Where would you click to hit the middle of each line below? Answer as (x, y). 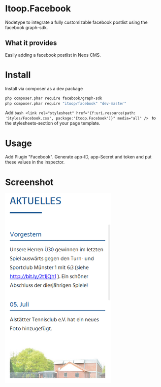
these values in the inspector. (35, 162)
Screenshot (29, 182)
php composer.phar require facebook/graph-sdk (54, 98)
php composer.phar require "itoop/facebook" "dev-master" (66, 103)
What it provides (31, 43)
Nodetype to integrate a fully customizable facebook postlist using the (76, 22)
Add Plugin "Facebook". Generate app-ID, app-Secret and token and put (78, 157)
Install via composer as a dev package (44, 88)
